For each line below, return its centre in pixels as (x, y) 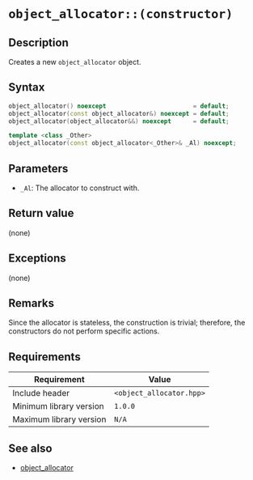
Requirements (44, 357)
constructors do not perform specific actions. (84, 331)
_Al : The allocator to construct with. (80, 188)
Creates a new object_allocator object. (75, 62)
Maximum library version (59, 419)
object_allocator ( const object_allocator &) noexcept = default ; (119, 113)
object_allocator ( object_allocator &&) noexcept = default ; (119, 121)
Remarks (32, 303)
